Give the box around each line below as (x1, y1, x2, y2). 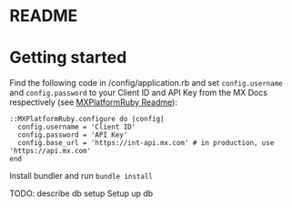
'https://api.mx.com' (9, 147, 92, 156)
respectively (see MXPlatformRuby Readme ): (9, 97, 177, 108)
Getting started (9, 47, 127, 68)
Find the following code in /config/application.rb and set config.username (9, 78, 284, 88)
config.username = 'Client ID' (17, 122, 136, 132)
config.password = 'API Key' (17, 130, 128, 140)
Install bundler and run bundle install (9, 171, 153, 182)
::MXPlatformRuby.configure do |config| (9, 115, 166, 124)
